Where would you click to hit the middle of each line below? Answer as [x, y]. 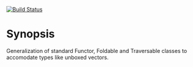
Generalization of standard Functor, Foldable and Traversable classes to [97, 51]
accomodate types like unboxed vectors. [57, 57]
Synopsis [31, 34]
